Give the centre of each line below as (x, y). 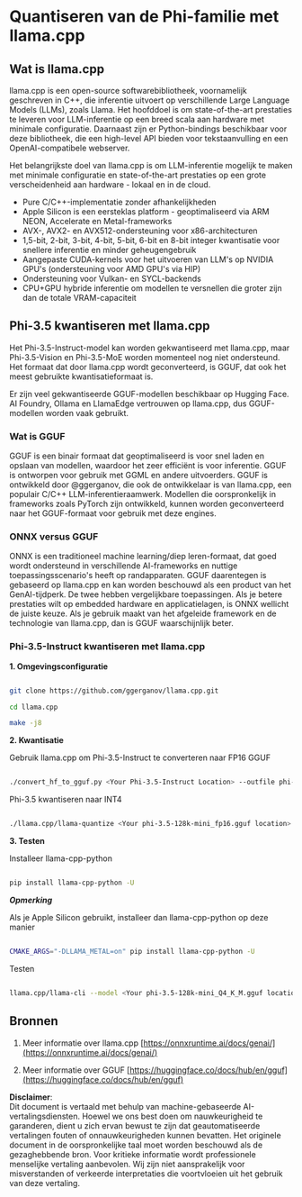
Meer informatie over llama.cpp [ (83, 1043)
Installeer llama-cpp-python (61, 858)
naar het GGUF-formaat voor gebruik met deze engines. (113, 513)
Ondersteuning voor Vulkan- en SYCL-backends (112, 278)
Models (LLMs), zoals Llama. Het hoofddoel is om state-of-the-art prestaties (151, 109)
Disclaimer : (31, 1097)
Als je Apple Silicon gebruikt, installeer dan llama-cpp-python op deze (139, 917)
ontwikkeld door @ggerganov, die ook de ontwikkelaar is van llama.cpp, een (151, 485)
